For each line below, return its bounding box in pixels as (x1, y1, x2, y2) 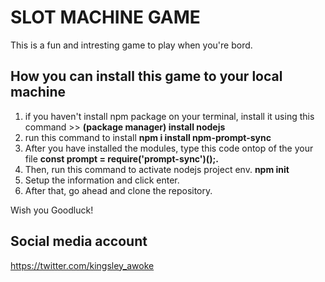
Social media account (10, 233, 148, 250)
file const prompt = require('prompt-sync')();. (24, 152, 219, 165)
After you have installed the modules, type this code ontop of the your (24, 142, 314, 154)
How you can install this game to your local (10, 68, 283, 85)
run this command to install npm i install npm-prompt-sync (24, 131, 272, 143)
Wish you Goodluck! (10, 204, 94, 216)
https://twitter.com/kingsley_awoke (10, 259, 155, 271)
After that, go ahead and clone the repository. (24, 184, 213, 196)
